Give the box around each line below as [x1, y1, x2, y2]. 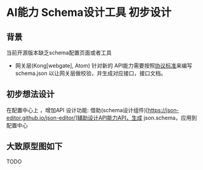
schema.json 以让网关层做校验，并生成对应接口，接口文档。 [15, 69, 166, 77]
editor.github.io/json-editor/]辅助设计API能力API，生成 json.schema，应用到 [6, 114, 197, 121]
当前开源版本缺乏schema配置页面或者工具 [6, 49, 112, 56]
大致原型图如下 [6, 141, 63, 152]
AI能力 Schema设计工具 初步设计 [6, 5, 172, 19]
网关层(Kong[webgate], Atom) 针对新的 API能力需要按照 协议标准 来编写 [15, 62, 193, 69]
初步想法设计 [6, 89, 55, 99]
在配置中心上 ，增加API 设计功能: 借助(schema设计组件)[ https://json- [6, 106, 179, 113]
